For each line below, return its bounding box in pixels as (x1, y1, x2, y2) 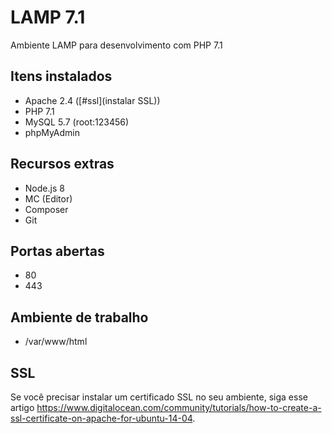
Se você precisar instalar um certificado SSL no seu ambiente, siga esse (10, 391, 308, 403)
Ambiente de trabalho (10, 309, 149, 326)
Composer (24, 203, 69, 215)
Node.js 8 (24, 182, 65, 194)
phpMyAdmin (24, 126, 81, 138)
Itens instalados (10, 68, 113, 85)
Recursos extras (10, 156, 115, 173)
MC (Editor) (24, 192, 73, 205)
